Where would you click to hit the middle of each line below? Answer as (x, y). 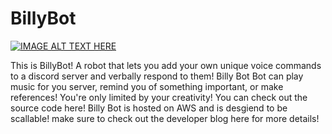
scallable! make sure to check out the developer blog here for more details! (165, 118)
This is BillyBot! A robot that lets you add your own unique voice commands (166, 65)
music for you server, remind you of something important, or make (147, 86)
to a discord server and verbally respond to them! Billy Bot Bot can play (157, 76)
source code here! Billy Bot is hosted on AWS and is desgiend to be (149, 108)
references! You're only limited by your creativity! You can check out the (159, 97)
